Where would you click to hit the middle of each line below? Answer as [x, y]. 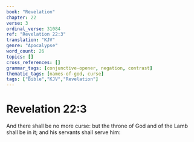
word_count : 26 [25, 51]
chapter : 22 [21, 18]
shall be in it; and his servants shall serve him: [63, 132]
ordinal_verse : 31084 [34, 29]
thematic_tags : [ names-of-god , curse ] [55, 74]
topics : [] [20, 57]
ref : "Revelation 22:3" [36, 34]
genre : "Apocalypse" [32, 46]
